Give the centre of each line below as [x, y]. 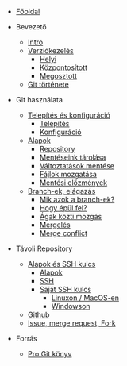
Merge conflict [63, 233]
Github [38, 314]
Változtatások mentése [77, 166]
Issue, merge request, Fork [72, 323]
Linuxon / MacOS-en [85, 298]
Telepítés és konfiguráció [69, 115]
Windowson [71, 306]
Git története [48, 84]
